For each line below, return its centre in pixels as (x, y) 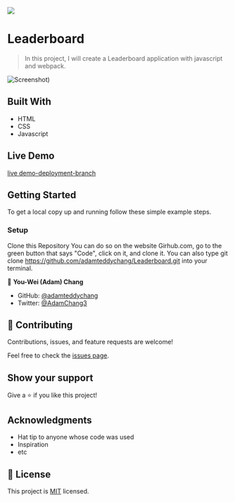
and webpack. (45, 66)
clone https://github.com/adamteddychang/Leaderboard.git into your (107, 260)
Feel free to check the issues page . (58, 355)
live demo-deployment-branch (52, 173)
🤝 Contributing (40, 325)
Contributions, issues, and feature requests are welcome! (90, 342)
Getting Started (42, 195)
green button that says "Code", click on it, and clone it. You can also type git (118, 253)
